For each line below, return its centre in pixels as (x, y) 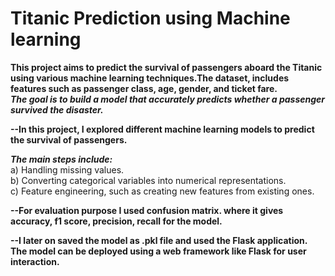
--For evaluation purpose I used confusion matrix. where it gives (147, 210)
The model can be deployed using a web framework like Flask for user (158, 251)
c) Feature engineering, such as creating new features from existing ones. (162, 191)
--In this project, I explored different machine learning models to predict (162, 129)
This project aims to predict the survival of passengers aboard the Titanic (166, 67)
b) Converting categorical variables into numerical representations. (148, 180)
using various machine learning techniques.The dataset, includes (150, 78)
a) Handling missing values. (67, 169)
